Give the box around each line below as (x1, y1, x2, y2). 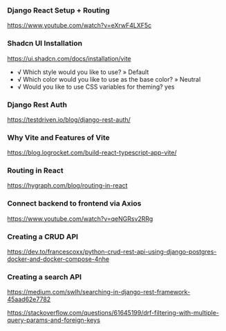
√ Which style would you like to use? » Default (17, 68, 149, 76)
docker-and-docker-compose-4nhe (7, 255, 109, 263)
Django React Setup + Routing (7, 6, 111, 15)
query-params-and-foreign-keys (7, 316, 100, 324)
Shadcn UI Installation (7, 39, 83, 48)
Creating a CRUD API (7, 231, 78, 241)
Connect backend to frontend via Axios (7, 199, 142, 208)
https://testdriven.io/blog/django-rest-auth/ (7, 115, 131, 123)
